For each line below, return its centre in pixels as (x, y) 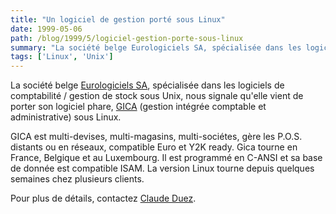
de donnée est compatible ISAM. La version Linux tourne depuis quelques (162, 168)
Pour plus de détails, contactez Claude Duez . (103, 198)
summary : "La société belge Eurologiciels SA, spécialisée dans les (156, 47)
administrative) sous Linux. (66, 117)
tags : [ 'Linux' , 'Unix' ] (62, 57)
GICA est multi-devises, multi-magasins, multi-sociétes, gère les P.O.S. (156, 137)
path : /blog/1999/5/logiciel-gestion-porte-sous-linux (127, 38)
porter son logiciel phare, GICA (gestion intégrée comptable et (138, 107)
